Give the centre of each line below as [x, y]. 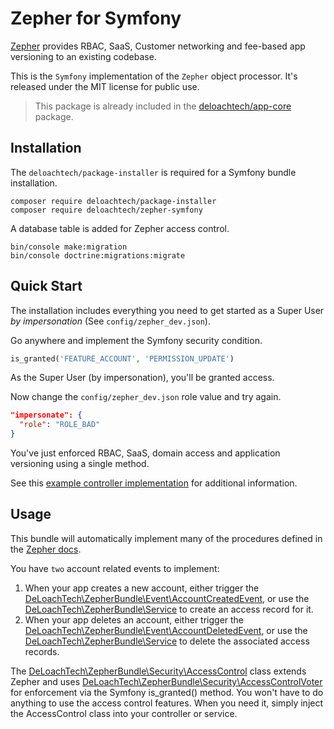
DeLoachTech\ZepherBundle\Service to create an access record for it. [169, 609]
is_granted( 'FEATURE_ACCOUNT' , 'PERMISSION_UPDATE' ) [122, 358]
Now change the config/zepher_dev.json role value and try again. [146, 397]
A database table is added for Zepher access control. [120, 228]
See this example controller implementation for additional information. [154, 483]
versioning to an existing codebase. [83, 56]
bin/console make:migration [69, 247]
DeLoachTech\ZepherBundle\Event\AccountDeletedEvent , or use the [166, 630]
